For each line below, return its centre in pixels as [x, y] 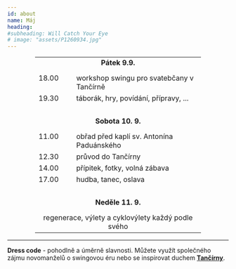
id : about [22, 14]
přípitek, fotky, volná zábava [123, 168]
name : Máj [22, 20]
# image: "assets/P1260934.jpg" [54, 40]
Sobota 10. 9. [118, 122]
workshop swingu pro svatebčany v [135, 78]
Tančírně [91, 87]
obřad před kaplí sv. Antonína [125, 136]
